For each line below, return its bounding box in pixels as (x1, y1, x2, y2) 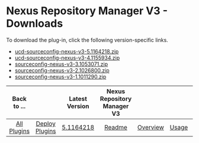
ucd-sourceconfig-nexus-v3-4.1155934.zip (14, 54, 120, 61)
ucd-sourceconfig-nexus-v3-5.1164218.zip (14, 47, 119, 55)
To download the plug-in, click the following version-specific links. (6, 36, 169, 43)
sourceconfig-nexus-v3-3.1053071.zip (14, 61, 108, 68)
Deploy (36, 119, 56, 128)
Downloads (6, 17, 63, 30)
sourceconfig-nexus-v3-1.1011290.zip (14, 73, 107, 80)
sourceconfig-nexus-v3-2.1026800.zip (14, 66, 110, 74)
